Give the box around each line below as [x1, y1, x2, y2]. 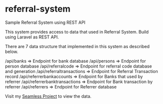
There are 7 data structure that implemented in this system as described [5, 43, 150, 49]
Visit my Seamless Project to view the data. [5, 93, 91, 99]
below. [5, 49, 18, 54]
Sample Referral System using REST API [5, 19, 86, 25]
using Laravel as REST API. [5, 34, 59, 40]
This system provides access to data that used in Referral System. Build [5, 29, 149, 35]
